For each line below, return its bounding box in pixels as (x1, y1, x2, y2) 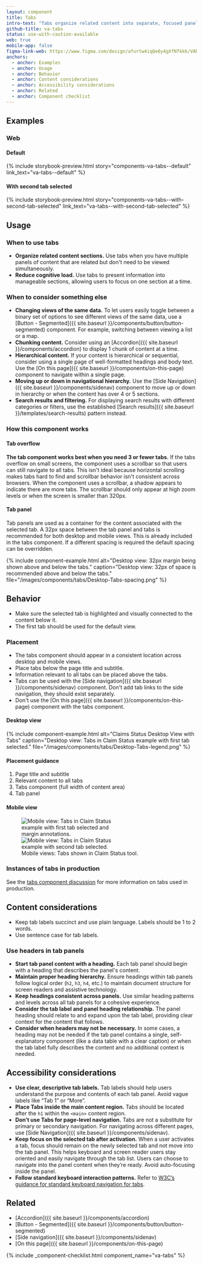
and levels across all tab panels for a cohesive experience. (14, 998, 161, 1006)
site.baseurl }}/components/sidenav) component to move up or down (23, 384, 196, 391)
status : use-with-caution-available (6, 32, 98, 38)
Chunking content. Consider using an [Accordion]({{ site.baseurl (14, 339, 178, 346)
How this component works (6, 425, 89, 433)
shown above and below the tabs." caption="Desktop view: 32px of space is (6, 563, 196, 570)
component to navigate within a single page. (14, 371, 126, 379)
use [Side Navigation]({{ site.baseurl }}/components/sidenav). (14, 1129, 170, 1136)
